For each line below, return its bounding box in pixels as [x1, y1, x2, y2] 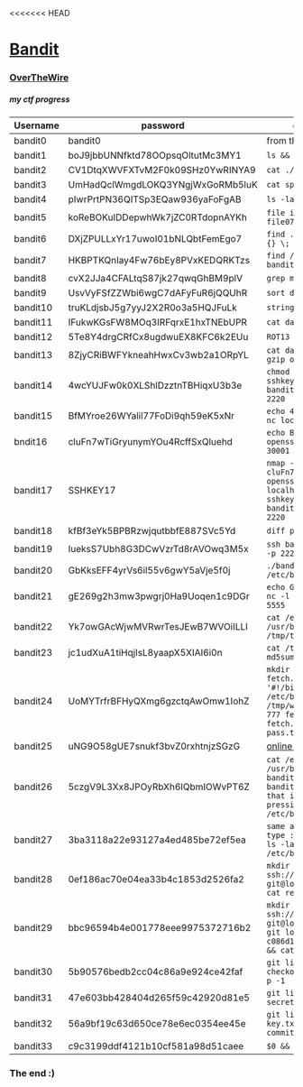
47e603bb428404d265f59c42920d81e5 [68, 991, 251, 1004]
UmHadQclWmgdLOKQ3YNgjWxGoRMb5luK [68, 179, 259, 191]
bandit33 [14, 1040, 53, 1053]
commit [266, 1027, 295, 1038]
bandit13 [14, 349, 53, 362]
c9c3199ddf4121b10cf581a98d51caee [68, 1040, 244, 1053]
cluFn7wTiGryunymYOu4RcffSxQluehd [68, 436, 233, 448]
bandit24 [14, 695, 53, 707]
